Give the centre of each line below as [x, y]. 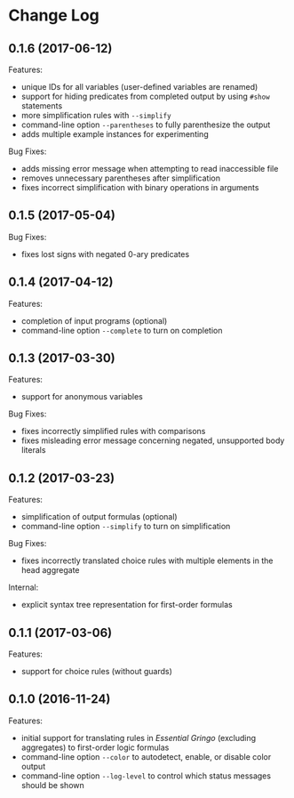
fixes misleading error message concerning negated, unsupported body [153, 440]
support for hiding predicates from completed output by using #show [145, 96]
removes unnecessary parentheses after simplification [121, 178]
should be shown [53, 785]
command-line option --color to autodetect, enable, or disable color [146, 756]
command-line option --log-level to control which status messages [146, 776]
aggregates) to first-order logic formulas [95, 747]
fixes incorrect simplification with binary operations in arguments [140, 187]
